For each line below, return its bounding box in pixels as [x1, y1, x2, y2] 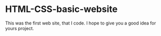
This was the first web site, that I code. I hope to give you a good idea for [5, 20, 156, 26]
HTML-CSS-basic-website [5, 3, 118, 15]
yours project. [5, 25, 34, 31]
